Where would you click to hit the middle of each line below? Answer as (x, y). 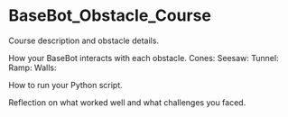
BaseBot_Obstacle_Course (110, 16)
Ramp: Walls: (33, 67)
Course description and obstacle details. (84, 40)
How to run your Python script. (65, 85)
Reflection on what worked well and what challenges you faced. (127, 102)
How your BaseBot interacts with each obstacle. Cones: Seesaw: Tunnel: (144, 58)
